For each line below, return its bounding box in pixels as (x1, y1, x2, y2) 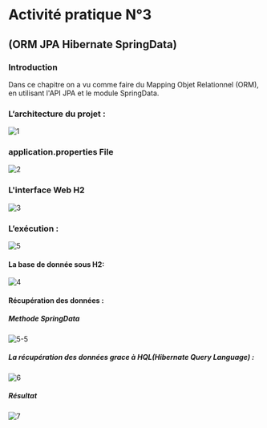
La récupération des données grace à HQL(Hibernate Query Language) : (8, 353, 255, 362)
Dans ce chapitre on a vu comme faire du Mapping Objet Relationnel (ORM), (8, 79, 259, 89)
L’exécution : (8, 223, 59, 234)
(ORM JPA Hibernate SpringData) (8, 38, 178, 51)
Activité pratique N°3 (8, 6, 152, 24)
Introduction (8, 62, 58, 73)
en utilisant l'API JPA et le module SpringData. (8, 88, 160, 98)
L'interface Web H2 (8, 184, 86, 196)
